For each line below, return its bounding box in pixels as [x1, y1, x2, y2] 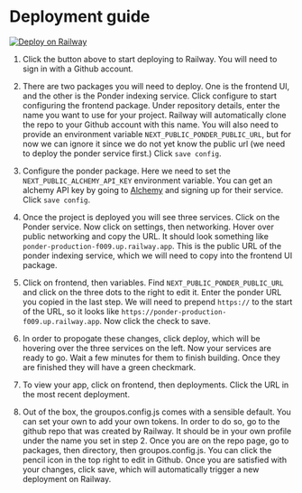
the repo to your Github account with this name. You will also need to [22, 119, 279, 130]
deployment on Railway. [22, 473, 112, 484]
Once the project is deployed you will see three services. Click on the [22, 211, 280, 222]
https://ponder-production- [121, 307, 227, 317]
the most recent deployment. [22, 388, 131, 399]
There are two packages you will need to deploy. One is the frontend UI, [22, 80, 290, 91]
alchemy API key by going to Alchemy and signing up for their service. [22, 184, 284, 195]
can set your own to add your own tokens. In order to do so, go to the [22, 415, 280, 426]
